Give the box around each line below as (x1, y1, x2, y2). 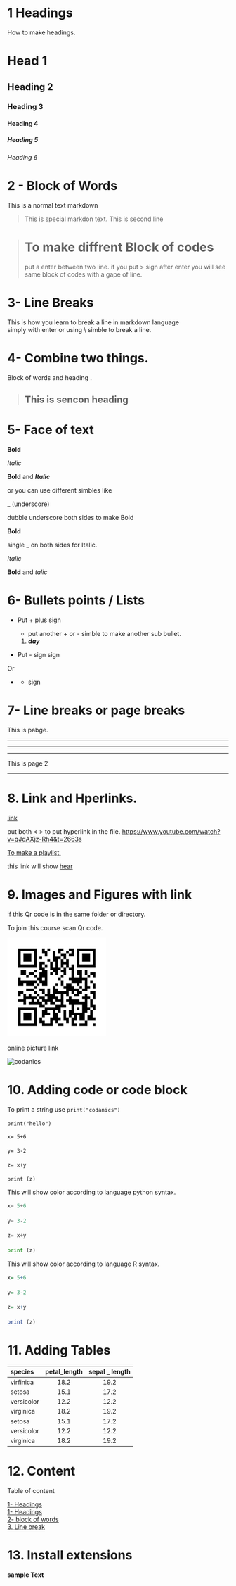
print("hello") (7, 1120, 52, 1127)
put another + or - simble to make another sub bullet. (27, 630, 181, 638)
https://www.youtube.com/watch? (122, 827, 221, 835)
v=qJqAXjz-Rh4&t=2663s (7, 835, 82, 843)
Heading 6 (7, 153, 38, 161)
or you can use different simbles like (7, 486, 112, 495)
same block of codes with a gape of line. (24, 269, 143, 279)
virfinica (10, 1378, 34, 1386)
